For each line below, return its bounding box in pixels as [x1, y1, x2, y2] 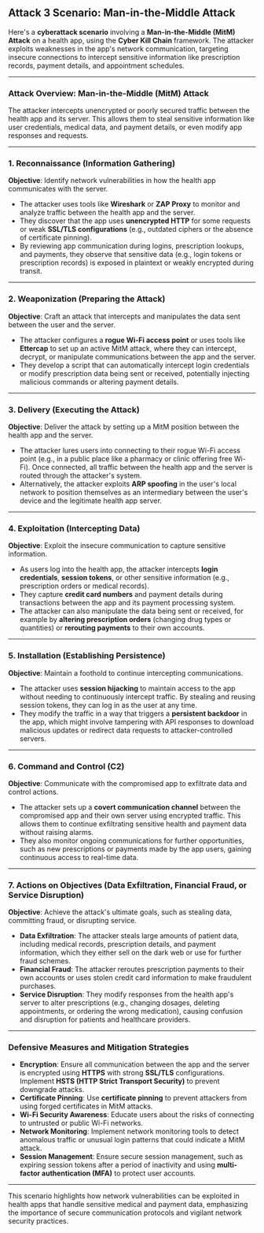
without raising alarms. [19, 827, 94, 836]
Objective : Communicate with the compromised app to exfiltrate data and [8, 778, 247, 788]
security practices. [8, 1216, 69, 1226]
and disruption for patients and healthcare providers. [19, 1015, 191, 1024]
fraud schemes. [19, 956, 71, 966]
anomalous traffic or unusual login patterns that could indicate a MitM [19, 1135, 245, 1145]
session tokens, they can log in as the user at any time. [19, 700, 198, 710]
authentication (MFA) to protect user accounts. [42, 1168, 196, 1178]
